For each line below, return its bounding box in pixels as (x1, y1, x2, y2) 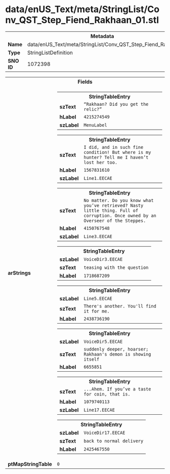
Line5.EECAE (83, 295, 112, 301)
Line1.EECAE (83, 175, 112, 181)
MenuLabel (83, 122, 107, 128)
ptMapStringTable (8, 460, 52, 467)
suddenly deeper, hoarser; (83, 346, 149, 352)
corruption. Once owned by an (83, 213, 157, 218)
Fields (77, 78, 93, 85)
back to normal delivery (83, 438, 144, 444)
